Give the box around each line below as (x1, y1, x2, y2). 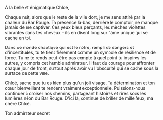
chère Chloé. (5, 101, 31, 106)
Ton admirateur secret (5, 110, 50, 116)
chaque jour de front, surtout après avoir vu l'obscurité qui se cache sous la (5, 65, 159, 71)
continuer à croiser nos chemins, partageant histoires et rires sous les (5, 91, 146, 96)
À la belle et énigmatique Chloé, (5, 5, 70, 10)
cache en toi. (5, 35, 32, 41)
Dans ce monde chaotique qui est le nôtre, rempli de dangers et (5, 45, 134, 50)
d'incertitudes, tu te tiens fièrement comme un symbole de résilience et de (5, 49, 156, 55)
